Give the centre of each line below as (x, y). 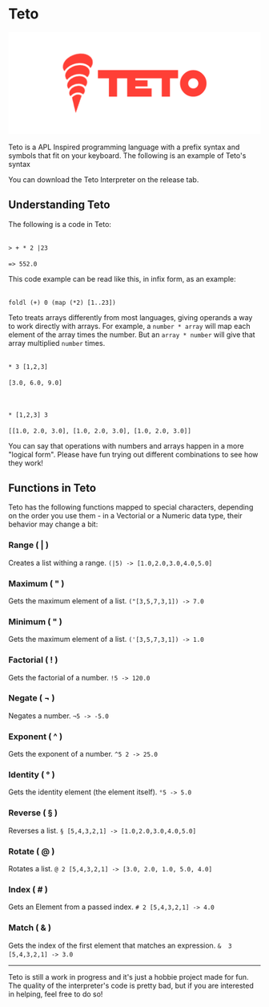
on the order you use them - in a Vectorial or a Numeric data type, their (125, 516)
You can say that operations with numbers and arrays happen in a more (126, 445)
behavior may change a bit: (53, 524)
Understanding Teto (59, 205)
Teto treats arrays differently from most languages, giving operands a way (130, 317)
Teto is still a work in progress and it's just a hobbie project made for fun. (129, 977)
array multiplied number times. (57, 343)
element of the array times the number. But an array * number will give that (132, 335)
